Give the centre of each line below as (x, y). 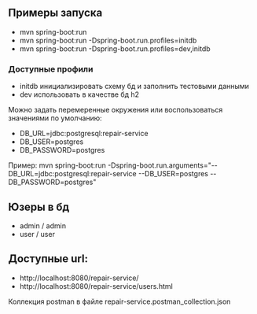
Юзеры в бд (39, 207)
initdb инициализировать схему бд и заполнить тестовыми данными (134, 87)
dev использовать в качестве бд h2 (79, 94)
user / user (37, 234)
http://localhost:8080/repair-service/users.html (96, 286)
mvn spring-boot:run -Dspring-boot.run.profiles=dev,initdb (115, 48)
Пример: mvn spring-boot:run (57, 165)
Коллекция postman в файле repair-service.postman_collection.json (119, 301)
